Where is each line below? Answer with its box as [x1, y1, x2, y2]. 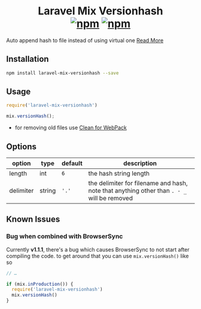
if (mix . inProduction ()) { [6, 281, 74, 287]
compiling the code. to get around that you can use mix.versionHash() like [6, 252, 190, 259]
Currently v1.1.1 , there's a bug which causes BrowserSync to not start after [6, 246, 190, 253]
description [123, 159, 157, 167]
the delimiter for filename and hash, [88, 179, 188, 187]
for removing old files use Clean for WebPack [14, 124, 127, 131]
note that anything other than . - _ [88, 187, 187, 195]
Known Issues [6, 214, 60, 225]
